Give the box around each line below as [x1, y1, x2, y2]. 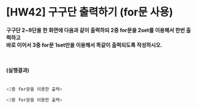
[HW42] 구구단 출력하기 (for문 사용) [6, 5, 173, 19]
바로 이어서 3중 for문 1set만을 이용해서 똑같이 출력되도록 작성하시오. [6, 41, 163, 48]
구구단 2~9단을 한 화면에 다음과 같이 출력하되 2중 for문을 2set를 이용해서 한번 [6, 26, 185, 33]
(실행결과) [6, 66, 30, 74]
